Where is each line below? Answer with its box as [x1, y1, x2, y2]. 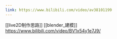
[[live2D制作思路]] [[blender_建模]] [5, 22, 77, 28]
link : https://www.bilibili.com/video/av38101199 [5, 7, 112, 13]
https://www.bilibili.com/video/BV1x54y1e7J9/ [5, 27, 101, 33]
